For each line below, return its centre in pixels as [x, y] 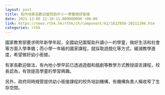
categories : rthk [23, 28]
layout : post [18, 10]
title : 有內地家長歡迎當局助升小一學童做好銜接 [48, 14]
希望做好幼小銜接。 [33, 55]
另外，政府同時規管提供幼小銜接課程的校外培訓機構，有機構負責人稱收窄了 [80, 82]
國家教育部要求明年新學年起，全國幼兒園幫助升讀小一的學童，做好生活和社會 [82, 43]
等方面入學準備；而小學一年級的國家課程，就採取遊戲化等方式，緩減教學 [78, 48]
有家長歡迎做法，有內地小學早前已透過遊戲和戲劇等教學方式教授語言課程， [80, 65]
